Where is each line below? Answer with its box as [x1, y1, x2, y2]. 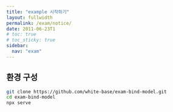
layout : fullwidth [6, 15, 53, 21]
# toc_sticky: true [6, 37, 56, 43]
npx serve [6, 100, 32, 106]
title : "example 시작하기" [6, 8, 70, 15]
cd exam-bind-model [6, 94, 56, 100]
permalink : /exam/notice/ [6, 20, 72, 26]
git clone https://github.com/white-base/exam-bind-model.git [6, 88, 167, 94]
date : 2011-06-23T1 [6, 25, 56, 32]
